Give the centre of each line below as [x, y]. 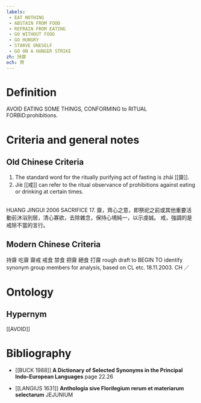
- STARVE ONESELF [30, 46]
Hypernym [26, 314]
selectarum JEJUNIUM [44, 395]
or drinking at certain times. [49, 192]
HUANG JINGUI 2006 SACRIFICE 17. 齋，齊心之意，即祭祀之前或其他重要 [96, 210]
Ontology [30, 292]
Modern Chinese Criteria [54, 244]
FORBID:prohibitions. [32, 115]
